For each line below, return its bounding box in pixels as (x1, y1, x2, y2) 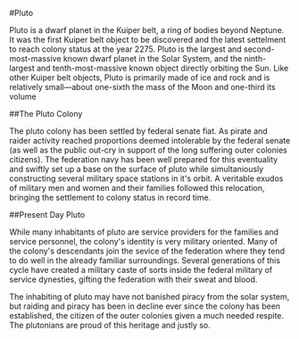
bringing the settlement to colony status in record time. (9, 192, 212, 203)
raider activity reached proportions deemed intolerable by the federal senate (9, 136, 291, 145)
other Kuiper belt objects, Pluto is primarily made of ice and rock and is (9, 72, 270, 83)
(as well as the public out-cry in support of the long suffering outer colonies (9, 145, 287, 155)
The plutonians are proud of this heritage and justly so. (9, 320, 212, 330)
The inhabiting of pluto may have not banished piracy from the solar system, (9, 292, 290, 302)
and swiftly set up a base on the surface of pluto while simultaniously (9, 164, 264, 174)
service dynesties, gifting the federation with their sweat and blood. (9, 274, 258, 285)
